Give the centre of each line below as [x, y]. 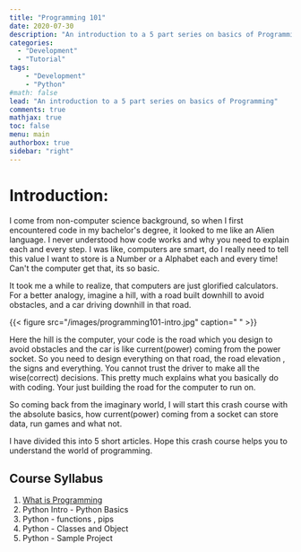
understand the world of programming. [81, 451]
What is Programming [62, 500]
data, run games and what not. [66, 424]
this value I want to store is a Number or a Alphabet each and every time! [144, 258]
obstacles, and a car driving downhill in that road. [100, 304]
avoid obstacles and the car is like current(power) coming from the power [145, 349]
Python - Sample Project [68, 539]
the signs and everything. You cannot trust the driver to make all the [134, 368]
